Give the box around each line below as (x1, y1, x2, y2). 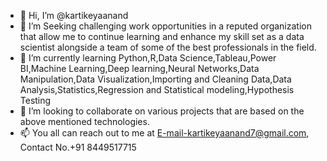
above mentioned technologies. (19, 116, 150, 127)
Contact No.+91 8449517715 (19, 141, 137, 153)
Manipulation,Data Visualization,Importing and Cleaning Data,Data (19, 73, 292, 85)
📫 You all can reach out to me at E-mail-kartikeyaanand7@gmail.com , (19, 127, 310, 139)
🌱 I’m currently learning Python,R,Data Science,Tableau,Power (19, 52, 277, 64)
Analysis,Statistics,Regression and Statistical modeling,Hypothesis (19, 84, 295, 95)
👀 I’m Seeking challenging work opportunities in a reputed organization (19, 20, 312, 32)
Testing (19, 95, 52, 106)
